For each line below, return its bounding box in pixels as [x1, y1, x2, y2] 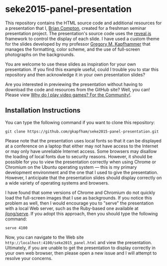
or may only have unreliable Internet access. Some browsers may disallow [5, 148, 157, 154]
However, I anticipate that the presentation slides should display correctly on [5, 175, 162, 181]
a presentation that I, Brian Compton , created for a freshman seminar [5, 25, 147, 31]
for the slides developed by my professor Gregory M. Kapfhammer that [5, 41, 151, 47]
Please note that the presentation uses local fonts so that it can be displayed [5, 137, 162, 143]
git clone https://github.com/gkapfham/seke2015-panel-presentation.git [5, 129, 159, 134]
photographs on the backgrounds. [5, 51, 76, 58]
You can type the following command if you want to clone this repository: [5, 119, 155, 125]
